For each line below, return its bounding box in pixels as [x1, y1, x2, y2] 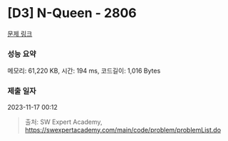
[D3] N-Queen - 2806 [7, 5, 137, 21]
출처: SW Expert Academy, [24, 117, 103, 126]
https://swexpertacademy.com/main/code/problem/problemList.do [24, 125, 222, 134]
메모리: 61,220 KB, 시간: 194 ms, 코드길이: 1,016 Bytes [7, 66, 161, 75]
